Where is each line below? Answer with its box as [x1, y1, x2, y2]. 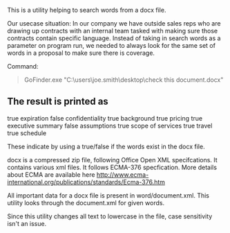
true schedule [7, 128, 47, 137]
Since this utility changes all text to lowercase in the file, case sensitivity [7, 212, 213, 221]
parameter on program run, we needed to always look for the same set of [7, 42, 216, 49]
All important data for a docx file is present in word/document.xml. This [7, 191, 209, 200]
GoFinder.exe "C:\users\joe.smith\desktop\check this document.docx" [23, 76, 224, 84]
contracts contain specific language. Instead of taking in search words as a [7, 34, 221, 42]
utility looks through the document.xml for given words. [7, 198, 164, 207]
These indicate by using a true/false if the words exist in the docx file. [7, 142, 205, 150]
